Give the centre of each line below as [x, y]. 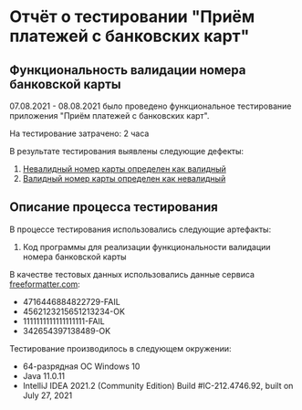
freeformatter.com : [45, 284]
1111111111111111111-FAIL [63, 321]
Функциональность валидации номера [128, 70]
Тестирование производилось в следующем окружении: [120, 348]
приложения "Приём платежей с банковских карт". [109, 116]
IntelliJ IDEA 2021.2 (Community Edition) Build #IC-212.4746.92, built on [158, 385]
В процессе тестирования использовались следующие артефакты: [141, 229]
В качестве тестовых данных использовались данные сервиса [132, 274]
